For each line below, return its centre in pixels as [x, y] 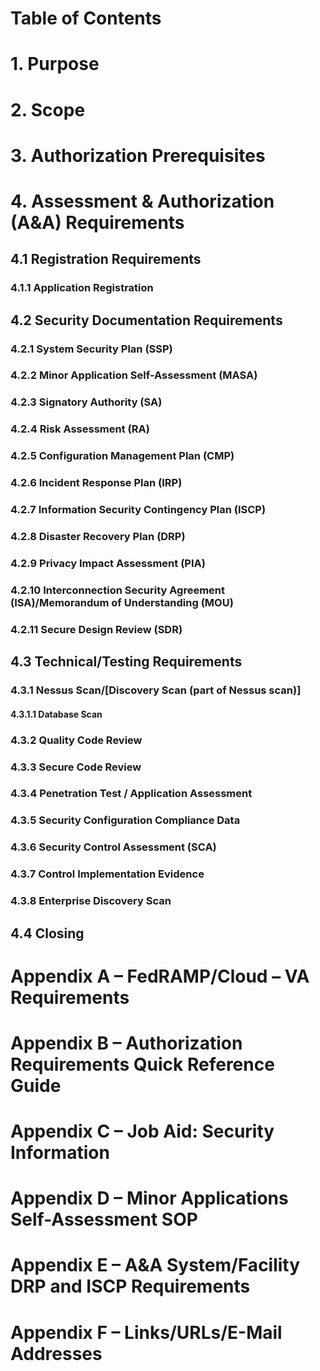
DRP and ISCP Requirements [130, 1286]
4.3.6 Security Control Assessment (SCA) [113, 847]
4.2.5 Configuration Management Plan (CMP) [122, 456]
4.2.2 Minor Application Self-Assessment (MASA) [134, 375]
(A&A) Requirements [97, 222]
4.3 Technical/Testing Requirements [126, 662]
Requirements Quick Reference [142, 1064]
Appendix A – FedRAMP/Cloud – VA [160, 976]
